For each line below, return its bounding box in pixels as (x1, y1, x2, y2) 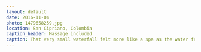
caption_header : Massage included (6, 31, 93, 37)
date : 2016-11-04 (6, 14, 50, 20)
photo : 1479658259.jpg (6, 20, 63, 26)
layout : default (6, 8, 47, 15)
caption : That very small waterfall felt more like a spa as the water (6, 36, 188, 42)
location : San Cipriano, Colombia (6, 25, 93, 32)
